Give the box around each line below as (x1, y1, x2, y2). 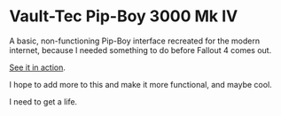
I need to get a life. (9, 96, 78, 107)
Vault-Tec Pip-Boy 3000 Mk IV (9, 6, 238, 27)
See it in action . (9, 62, 66, 73)
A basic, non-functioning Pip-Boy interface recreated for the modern (9, 35, 260, 46)
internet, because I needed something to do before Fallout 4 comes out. (9, 44, 272, 55)
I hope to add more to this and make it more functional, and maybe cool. (9, 79, 272, 89)
